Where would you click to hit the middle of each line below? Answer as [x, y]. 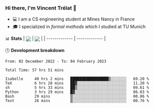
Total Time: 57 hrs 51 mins [35, 70]
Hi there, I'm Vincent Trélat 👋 [41, 8]
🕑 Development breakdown [35, 50]
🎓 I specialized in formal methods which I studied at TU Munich [79, 26]
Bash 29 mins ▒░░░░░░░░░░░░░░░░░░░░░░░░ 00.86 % [77, 96]
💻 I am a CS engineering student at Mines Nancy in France [73, 19]
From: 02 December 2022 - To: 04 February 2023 [56, 61]
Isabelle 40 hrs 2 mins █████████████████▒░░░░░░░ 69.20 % [77, 79]
